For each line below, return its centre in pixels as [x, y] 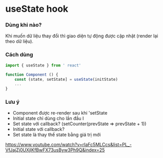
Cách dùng [19, 55]
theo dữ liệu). [19, 41]
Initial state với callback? [39, 129]
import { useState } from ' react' [43, 65]
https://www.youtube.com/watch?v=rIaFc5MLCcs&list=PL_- [68, 145]
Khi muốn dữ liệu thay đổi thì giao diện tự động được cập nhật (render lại [82, 36]
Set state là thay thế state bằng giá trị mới [57, 135]
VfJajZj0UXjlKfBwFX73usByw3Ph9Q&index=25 [55, 150]
